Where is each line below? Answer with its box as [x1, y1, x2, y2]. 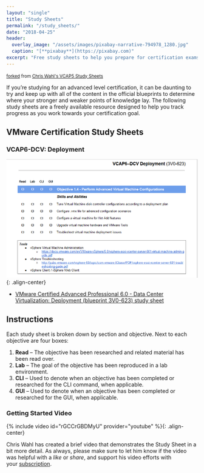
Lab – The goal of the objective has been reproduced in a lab [15, 361, 168, 369]
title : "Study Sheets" [6, 16, 64, 22]
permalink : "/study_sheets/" [6, 22, 80, 29]
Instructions [6, 314, 53, 324]
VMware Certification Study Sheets [6, 127, 144, 138]
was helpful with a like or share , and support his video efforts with [6, 454, 172, 461]
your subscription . [6, 460, 52, 468]
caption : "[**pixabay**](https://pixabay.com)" [12, 49, 135, 55]
